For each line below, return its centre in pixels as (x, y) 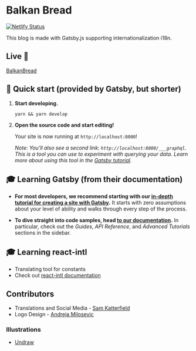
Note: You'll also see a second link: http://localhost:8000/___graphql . (100, 148)
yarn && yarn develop (41, 114)
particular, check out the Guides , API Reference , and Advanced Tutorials (102, 226)
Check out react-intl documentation (58, 275)
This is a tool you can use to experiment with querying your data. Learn (101, 154)
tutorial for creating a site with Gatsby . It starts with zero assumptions (100, 203)
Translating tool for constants (50, 269)
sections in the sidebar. (43, 233)
